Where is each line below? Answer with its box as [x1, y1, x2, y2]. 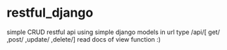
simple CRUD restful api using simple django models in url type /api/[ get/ [6, 28, 220, 36]
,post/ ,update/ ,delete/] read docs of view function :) [6, 35, 161, 43]
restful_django [6, 5, 94, 21]
